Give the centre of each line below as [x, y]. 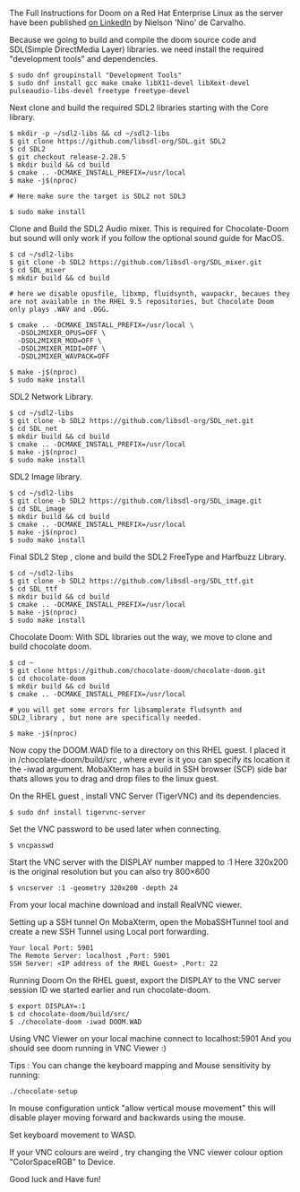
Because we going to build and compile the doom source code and [133, 40]
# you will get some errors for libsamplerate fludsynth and [126, 710]
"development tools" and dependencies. [84, 59]
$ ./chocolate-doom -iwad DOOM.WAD [76, 1022]
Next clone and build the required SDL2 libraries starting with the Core [139, 108]
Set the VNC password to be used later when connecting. [116, 829]
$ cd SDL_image [38, 509]
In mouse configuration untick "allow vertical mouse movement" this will [142, 1108]
